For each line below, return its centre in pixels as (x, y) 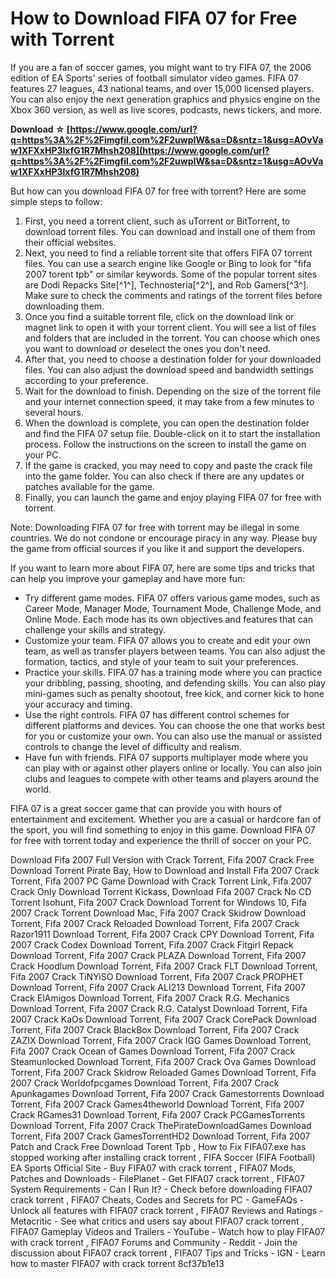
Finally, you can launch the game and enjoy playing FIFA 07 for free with (173, 497)
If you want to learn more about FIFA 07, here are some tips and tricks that (162, 568)
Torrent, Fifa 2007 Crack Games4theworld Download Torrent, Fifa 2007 (157, 1104)
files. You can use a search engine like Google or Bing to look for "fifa (168, 263)
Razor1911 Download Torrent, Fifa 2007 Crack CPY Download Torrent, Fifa (162, 934)
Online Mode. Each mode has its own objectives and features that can (168, 619)
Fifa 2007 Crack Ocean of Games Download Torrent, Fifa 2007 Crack (153, 1051)
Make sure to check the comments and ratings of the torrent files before (173, 295)
